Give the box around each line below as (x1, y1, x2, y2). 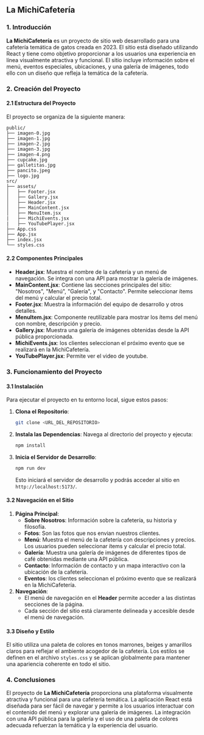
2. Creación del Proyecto (6, 85, 81, 93)
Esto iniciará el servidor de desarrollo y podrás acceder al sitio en (15, 476, 180, 483)
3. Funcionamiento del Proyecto (6, 367, 102, 376)
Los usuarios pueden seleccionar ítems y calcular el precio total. (24, 542, 186, 549)
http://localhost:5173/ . (15, 482, 77, 490)
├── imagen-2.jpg (6, 141, 51, 147)
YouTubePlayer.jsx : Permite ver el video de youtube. (15, 352, 148, 360)
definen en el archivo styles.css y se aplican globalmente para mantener (6, 654, 191, 661)
